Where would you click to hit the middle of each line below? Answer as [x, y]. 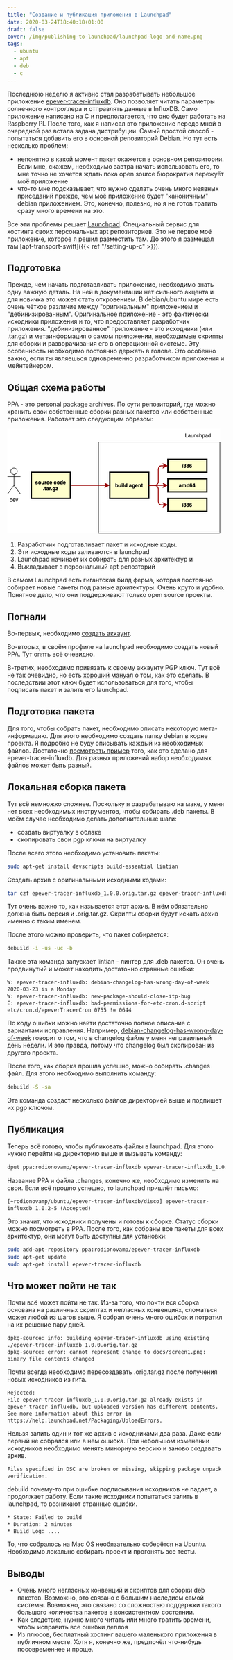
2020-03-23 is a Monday [42, 989]
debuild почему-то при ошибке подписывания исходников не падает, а [112, 1489]
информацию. [28, 735]
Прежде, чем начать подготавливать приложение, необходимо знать [110, 285]
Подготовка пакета [51, 712]
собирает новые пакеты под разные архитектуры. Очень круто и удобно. [116, 587]
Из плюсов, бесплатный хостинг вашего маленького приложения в [117, 1634]
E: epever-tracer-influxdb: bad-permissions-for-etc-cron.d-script [107, 1003]
